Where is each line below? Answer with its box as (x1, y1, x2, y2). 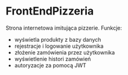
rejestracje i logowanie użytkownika (14, 42, 104, 50)
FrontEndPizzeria (5, 4, 94, 18)
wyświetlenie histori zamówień (14, 55, 91, 62)
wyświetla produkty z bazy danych (14, 36, 101, 43)
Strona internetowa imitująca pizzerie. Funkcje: (5, 24, 122, 31)
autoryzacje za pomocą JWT (14, 62, 87, 69)
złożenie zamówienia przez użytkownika (14, 48, 115, 56)
